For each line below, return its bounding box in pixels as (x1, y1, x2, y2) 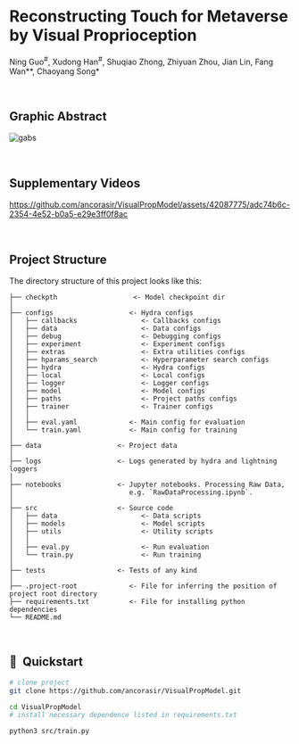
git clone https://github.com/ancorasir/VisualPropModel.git (9, 686, 242, 695)
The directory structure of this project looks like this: (9, 276, 203, 286)
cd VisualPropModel (9, 702, 82, 711)
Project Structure (9, 252, 107, 267)
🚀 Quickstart (9, 654, 83, 670)
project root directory (9, 590, 98, 599)
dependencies (9, 605, 58, 615)
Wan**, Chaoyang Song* (9, 65, 100, 77)
